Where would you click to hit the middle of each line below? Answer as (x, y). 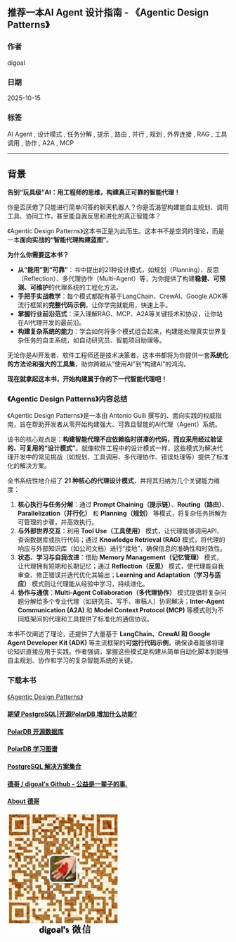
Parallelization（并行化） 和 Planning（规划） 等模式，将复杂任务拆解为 (122, 514)
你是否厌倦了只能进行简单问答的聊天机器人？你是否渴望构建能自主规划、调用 (118, 207)
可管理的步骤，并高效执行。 (58, 522)
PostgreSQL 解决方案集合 (45, 767)
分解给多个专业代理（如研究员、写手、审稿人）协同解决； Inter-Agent (124, 602)
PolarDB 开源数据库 (36, 731)
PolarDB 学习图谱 (33, 749)
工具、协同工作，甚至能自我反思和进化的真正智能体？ (84, 216)
